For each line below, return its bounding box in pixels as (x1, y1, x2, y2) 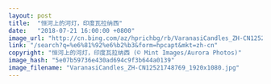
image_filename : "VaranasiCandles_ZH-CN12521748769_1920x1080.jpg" (8, 64, 240, 72)
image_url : (8, 34, 45, 42)
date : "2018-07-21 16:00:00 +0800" (8, 26, 135, 34)
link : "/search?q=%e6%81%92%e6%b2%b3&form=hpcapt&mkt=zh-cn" (8, 42, 219, 50)
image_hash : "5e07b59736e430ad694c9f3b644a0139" (8, 57, 175, 65)
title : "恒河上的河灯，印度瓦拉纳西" (8, 19, 123, 27)
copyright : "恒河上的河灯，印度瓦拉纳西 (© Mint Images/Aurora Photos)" (8, 49, 242, 57)
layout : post (8, 11, 52, 20)
